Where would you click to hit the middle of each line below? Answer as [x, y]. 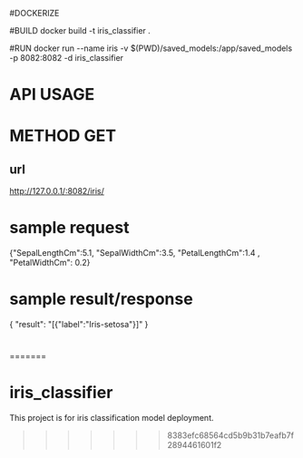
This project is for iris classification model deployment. [112, 418]
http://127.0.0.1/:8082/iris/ [57, 191]
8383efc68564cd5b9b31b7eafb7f [231, 435]
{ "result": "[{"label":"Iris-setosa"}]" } [79, 325]
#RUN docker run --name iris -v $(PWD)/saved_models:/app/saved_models [151, 48]
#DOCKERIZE [34, 13]
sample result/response [101, 299]
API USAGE [52, 95]
